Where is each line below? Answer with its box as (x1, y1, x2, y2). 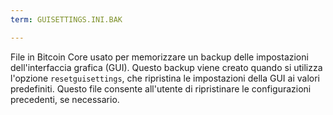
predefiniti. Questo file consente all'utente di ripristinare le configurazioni (10, 82, 312, 95)
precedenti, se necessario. (10, 93, 120, 105)
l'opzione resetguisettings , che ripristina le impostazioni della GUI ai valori (10, 72, 320, 84)
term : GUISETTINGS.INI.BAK (10, 14, 123, 25)
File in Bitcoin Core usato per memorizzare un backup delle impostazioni (10, 51, 309, 63)
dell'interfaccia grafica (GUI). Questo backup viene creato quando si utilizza (10, 61, 323, 73)
